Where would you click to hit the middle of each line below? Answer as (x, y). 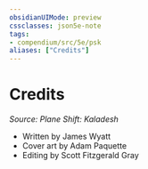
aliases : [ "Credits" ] (49, 51)
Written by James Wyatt (66, 137)
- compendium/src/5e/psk (55, 42)
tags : (19, 34)
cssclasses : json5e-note (55, 26)
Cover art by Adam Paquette (74, 146)
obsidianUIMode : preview (55, 17)
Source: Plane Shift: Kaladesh (64, 119)
